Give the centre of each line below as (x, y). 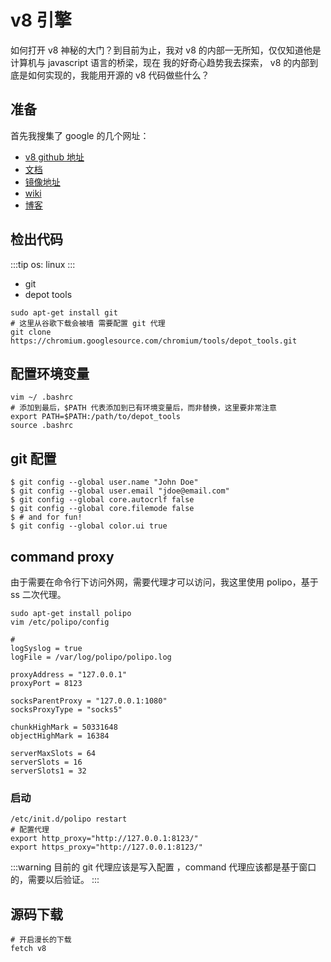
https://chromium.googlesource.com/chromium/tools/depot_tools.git (154, 341)
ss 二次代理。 (38, 594)
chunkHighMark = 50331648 (64, 727)
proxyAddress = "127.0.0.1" (69, 675)
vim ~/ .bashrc (42, 397)
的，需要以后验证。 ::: (55, 880)
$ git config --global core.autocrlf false (102, 500)
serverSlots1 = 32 (48, 771)
